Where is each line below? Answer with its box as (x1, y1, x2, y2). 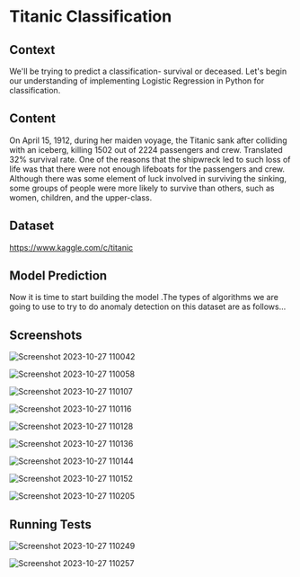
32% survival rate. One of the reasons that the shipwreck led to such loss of (9, 154, 291, 164)
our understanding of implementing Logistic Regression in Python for (9, 75, 265, 86)
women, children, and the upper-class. (9, 191, 153, 203)
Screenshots (9, 327, 83, 342)
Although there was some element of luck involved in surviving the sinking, (9, 173, 287, 183)
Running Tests (9, 517, 92, 532)
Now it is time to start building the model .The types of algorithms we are (9, 292, 278, 303)
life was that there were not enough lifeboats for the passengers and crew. (9, 164, 286, 174)
